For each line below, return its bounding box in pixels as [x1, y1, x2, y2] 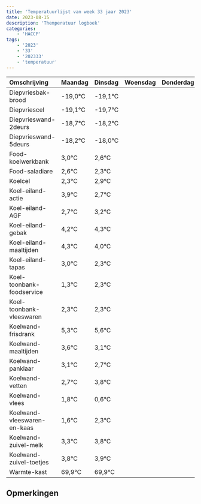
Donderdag [161, 78, 194, 86]
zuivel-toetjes [9, 458, 49, 466]
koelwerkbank [9, 157, 49, 166]
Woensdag [124, 78, 156, 86]
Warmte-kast [9, 467, 47, 476]
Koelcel [9, 176, 31, 185]
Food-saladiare [9, 167, 53, 175]
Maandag [60, 78, 89, 86]
